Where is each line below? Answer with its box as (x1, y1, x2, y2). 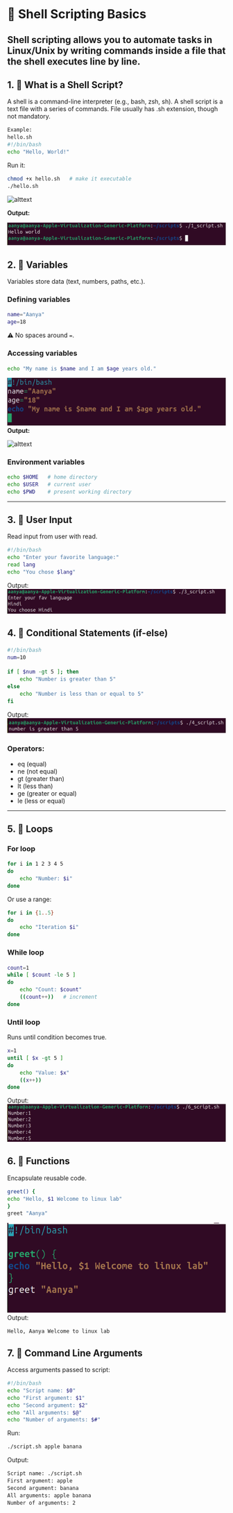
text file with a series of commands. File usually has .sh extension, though (7, 105, 218, 113)
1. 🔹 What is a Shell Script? (7, 79, 123, 91)
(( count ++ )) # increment (19, 993, 98, 1001)
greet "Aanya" (7, 1210, 49, 1217)
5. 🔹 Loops (7, 823, 53, 835)
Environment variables (7, 457, 85, 467)
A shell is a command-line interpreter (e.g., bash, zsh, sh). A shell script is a (7, 97, 223, 106)
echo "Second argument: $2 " (7, 1401, 89, 1409)
